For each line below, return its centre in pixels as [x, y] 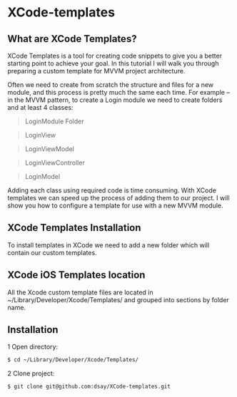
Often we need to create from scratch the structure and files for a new [111, 85]
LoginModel [42, 176]
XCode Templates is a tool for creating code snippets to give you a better [115, 56]
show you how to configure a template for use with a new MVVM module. [115, 205]
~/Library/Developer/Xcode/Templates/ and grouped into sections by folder [118, 299]
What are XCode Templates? [72, 39]
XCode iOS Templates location [76, 275]
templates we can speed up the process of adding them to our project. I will [118, 198]
